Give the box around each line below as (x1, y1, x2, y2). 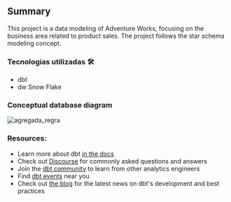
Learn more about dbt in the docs (17, 150, 114, 158)
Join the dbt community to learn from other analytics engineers (17, 164, 200, 173)
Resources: (7, 134, 47, 143)
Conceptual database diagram (7, 101, 113, 110)
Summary (7, 6, 51, 17)
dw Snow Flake (17, 83, 62, 92)
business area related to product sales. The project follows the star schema (7, 31, 225, 40)
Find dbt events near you (17, 171, 90, 180)
